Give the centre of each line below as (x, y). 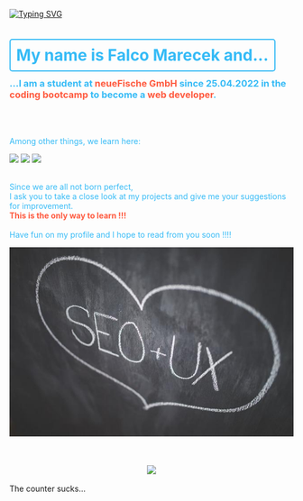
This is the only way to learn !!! (68, 215)
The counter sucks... (48, 488)
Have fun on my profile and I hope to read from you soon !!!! (120, 235)
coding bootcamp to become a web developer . (113, 95)
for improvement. (41, 206)
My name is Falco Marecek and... (142, 55)
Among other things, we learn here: (75, 141)
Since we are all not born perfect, (71, 187)
